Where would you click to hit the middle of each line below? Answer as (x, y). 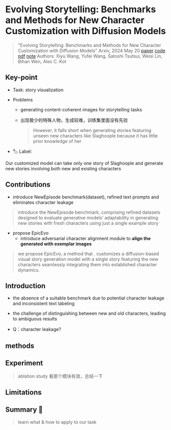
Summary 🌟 (24, 410)
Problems (23, 99)
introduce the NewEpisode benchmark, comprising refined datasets (89, 212)
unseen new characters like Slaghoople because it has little (95, 136)
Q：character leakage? (37, 330)
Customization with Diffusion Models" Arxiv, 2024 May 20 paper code (92, 50)
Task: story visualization (38, 90)
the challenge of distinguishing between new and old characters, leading (89, 313)
